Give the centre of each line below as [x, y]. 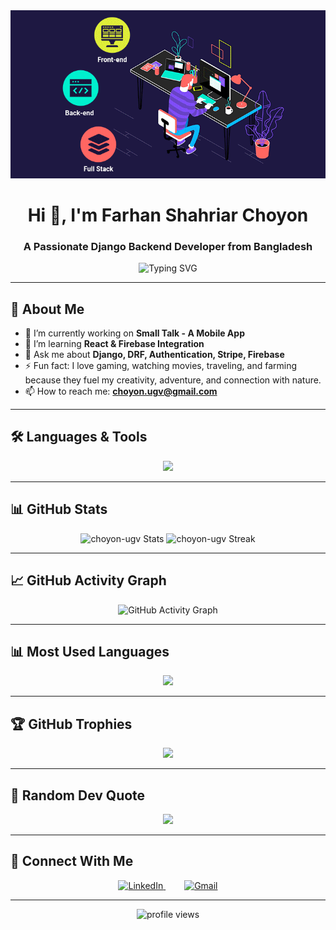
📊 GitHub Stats [59, 509]
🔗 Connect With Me [72, 861]
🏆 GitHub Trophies [71, 724]
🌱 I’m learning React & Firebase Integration [114, 344]
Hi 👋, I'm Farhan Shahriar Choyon [168, 215]
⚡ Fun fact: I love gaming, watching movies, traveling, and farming [161, 366]
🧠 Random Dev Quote [78, 795]
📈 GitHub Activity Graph [88, 580]
